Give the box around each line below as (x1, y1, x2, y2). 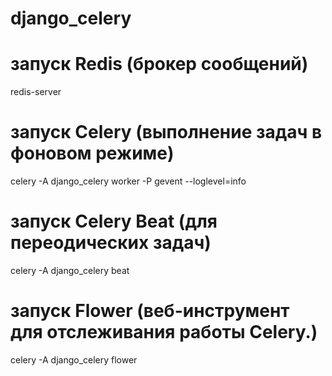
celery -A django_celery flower (10, 353, 138, 366)
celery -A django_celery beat (10, 265, 130, 276)
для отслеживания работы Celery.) (10, 321, 318, 344)
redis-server (10, 86, 62, 98)
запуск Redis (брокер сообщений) (10, 53, 309, 76)
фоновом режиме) (10, 142, 175, 165)
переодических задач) (10, 232, 212, 254)
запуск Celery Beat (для (10, 210, 218, 233)
